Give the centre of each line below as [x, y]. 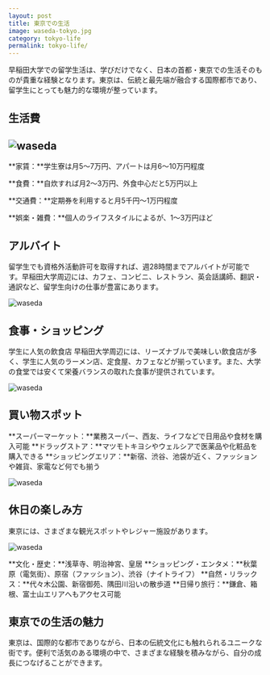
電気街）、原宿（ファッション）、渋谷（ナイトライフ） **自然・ [126, 573]
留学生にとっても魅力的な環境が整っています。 [85, 90]
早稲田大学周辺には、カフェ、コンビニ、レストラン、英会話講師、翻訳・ [141, 277]
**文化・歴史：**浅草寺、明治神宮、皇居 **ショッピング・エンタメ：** [126, 564]
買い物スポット [46, 415]
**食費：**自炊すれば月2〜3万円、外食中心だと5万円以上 [103, 183]
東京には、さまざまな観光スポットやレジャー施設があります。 [110, 530]
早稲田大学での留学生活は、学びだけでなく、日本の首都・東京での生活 [125, 70]
